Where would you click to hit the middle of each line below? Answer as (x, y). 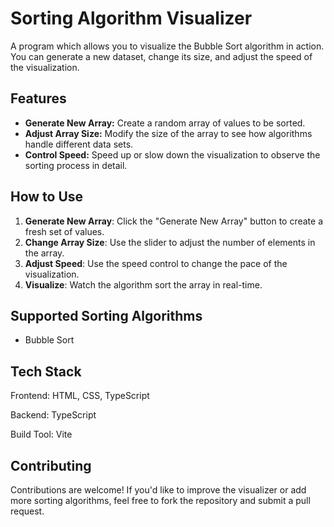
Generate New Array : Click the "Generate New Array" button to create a (174, 221)
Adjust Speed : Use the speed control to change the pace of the (156, 263)
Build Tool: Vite (41, 434)
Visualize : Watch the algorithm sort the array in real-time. (143, 284)
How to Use (47, 197)
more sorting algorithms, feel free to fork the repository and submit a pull (160, 500)
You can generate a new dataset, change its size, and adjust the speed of (161, 56)
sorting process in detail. (76, 165)
